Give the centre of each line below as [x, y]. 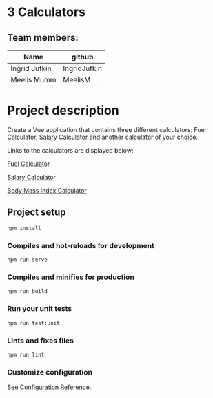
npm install [24, 228]
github [82, 57]
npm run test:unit [33, 323]
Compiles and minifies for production [71, 277]
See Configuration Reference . [49, 387]
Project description [63, 111]
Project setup [37, 212]
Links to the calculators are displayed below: [70, 150]
